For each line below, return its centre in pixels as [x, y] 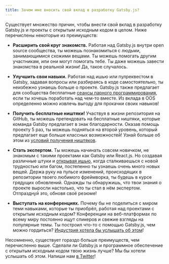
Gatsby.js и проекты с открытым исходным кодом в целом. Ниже [76, 30]
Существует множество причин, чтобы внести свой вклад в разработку [84, 24]
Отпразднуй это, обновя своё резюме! [55, 193]
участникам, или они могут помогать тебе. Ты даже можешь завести [88, 61]
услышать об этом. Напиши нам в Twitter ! [50, 256]
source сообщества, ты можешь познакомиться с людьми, [77, 50]
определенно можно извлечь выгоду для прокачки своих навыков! [86, 103]
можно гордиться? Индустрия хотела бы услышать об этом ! [78, 230]
